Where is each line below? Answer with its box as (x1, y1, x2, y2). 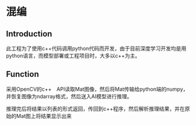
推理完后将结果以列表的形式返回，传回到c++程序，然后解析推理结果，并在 (6, 105, 185, 112)
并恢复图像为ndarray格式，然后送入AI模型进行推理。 (6, 92, 133, 99)
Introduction (6, 28, 53, 38)
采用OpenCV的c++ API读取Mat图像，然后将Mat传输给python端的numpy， (6, 85, 188, 92)
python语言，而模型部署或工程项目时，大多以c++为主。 (6, 52, 140, 59)
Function (6, 69, 39, 79)
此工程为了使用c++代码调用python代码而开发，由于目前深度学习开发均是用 (6, 45, 187, 52)
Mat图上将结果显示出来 (16, 112, 72, 119)
